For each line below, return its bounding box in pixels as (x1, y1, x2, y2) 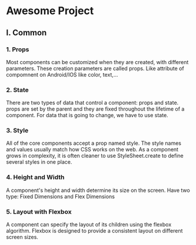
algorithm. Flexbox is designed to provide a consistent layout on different (6, 227, 183, 234)
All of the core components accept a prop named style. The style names (6, 140, 181, 147)
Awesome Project (6, 4, 94, 18)
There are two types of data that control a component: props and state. (6, 99, 179, 107)
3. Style (6, 127, 29, 135)
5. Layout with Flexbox (6, 207, 72, 216)
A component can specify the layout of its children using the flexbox (6, 221, 172, 228)
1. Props (6, 45, 29, 54)
